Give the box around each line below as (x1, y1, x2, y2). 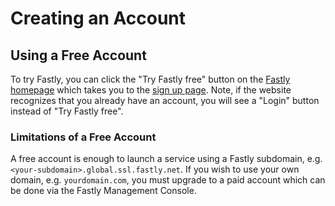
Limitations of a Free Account (10, 130, 157, 144)
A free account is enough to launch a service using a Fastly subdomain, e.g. (10, 153, 323, 165)
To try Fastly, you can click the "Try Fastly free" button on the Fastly (10, 73, 291, 85)
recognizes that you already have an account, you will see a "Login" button (10, 95, 320, 106)
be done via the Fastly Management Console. (10, 185, 197, 197)
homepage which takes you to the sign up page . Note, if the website (10, 84, 292, 96)
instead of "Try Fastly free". (10, 105, 124, 117)
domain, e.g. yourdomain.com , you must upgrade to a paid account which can (10, 174, 326, 186)
